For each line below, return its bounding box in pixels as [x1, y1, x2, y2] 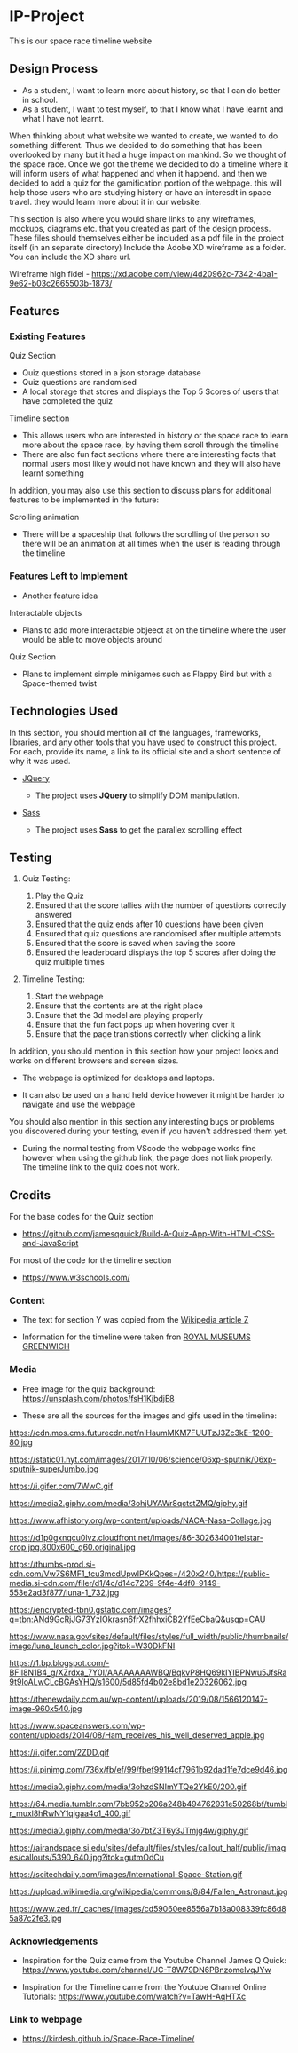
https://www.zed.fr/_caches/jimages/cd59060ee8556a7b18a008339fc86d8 [9, 1903, 286, 1914]
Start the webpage [35, 991, 104, 1002]
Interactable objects [9, 607, 82, 618]
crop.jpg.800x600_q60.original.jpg [9, 1542, 136, 1552]
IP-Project [9, 6, 85, 27]
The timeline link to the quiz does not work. [21, 1162, 180, 1173]
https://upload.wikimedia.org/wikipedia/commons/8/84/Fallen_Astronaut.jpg [9, 1886, 288, 1897]
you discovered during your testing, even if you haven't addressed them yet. [9, 1125, 288, 1137]
